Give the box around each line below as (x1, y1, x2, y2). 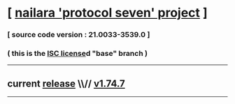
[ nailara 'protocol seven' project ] (7, 5, 208, 21)
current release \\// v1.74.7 (7, 77, 125, 89)
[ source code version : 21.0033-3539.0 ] (7, 30, 150, 40)
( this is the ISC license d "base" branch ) (7, 49, 148, 59)
